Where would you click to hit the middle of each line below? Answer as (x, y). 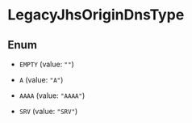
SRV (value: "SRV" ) (48, 111)
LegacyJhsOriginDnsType (96, 15)
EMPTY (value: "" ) (46, 64)
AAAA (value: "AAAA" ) (52, 95)
